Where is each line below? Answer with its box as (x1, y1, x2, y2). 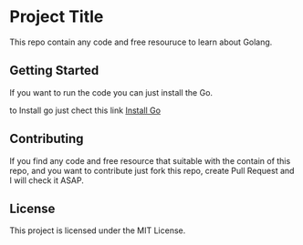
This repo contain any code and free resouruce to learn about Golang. (9, 36, 273, 47)
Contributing (9, 131, 84, 147)
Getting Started (9, 63, 99, 78)
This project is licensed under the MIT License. (9, 225, 186, 236)
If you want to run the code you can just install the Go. (9, 87, 213, 97)
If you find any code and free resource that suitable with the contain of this (9, 155, 291, 166)
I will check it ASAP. (9, 175, 85, 186)
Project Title (9, 6, 104, 27)
